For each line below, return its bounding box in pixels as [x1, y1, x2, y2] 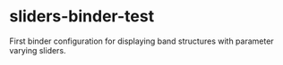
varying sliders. [9, 45, 66, 55]
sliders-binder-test [9, 6, 155, 27]
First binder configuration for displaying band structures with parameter [9, 36, 275, 46]
